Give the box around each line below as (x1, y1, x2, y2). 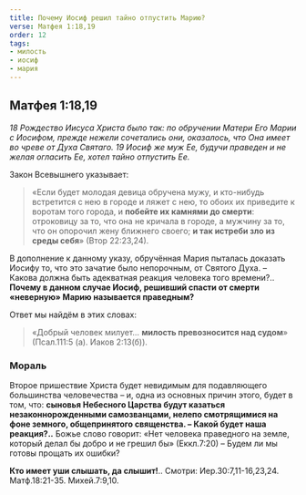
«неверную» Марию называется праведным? (9, 291, 195, 302)
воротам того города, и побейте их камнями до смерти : (31, 206, 255, 217)
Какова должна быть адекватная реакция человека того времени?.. (9, 272, 275, 283)
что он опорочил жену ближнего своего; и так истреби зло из (31, 225, 275, 236)
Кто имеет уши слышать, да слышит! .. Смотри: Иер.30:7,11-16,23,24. (9, 465, 280, 476)
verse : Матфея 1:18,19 (9, 22, 96, 31)
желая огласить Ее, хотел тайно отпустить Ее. (9, 151, 190, 162)
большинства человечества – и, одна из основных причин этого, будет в (9, 389, 293, 400)
